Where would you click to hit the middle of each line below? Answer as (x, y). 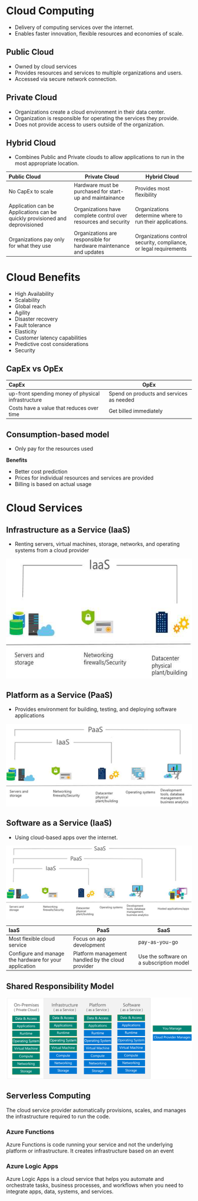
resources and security (102, 221)
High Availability (34, 294)
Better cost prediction (41, 472)
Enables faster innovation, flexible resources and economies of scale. (99, 33)
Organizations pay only (37, 239)
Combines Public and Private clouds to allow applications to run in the (99, 157)
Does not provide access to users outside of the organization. (90, 124)
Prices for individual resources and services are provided (84, 478)
